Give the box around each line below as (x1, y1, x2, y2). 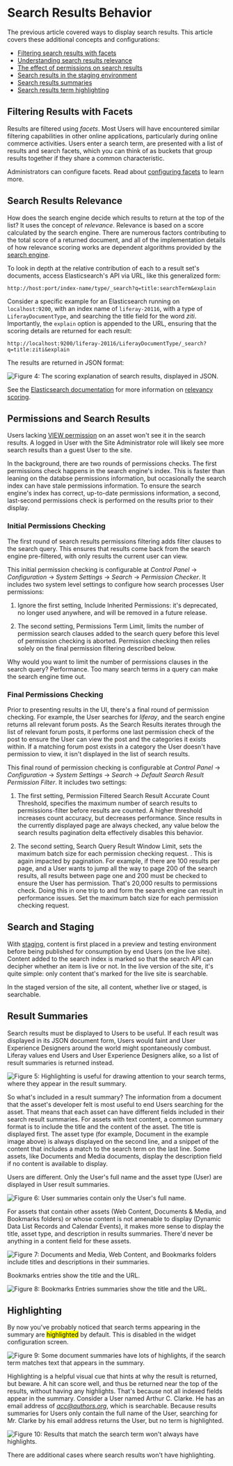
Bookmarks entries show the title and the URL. (7, 1271, 140, 1280)
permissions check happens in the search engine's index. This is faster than (7, 467, 225, 475)
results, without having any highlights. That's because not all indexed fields (7, 1387, 223, 1396)
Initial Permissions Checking (7, 521, 106, 531)
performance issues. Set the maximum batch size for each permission (17, 893, 218, 902)
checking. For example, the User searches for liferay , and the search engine (7, 712, 225, 721)
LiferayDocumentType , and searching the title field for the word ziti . (7, 312, 197, 320)
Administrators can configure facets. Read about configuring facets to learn (7, 167, 224, 175)
